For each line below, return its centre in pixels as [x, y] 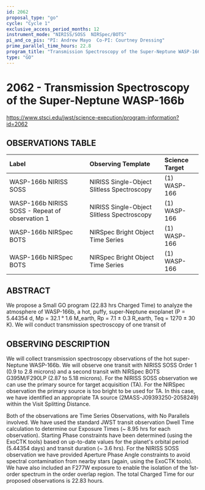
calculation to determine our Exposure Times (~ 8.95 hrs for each [88, 429]
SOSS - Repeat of [35, 211]
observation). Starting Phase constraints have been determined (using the [99, 435]
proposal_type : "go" [33, 18]
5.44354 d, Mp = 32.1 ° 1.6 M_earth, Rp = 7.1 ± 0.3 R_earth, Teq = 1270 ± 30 [101, 319]
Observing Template [120, 164]
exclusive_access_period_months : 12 [53, 29]
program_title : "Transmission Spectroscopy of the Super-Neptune [91, 52]
